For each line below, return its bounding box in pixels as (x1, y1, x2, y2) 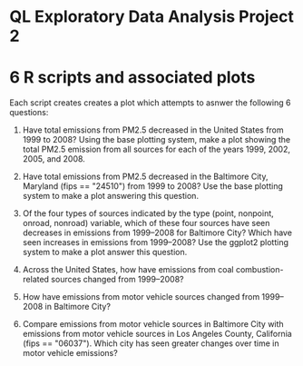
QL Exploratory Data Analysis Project (9, 6, 295, 27)
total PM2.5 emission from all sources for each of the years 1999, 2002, (22, 143, 290, 155)
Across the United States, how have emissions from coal (22, 264, 234, 275)
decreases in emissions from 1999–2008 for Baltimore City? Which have (22, 227, 293, 238)
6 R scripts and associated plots (9, 67, 256, 88)
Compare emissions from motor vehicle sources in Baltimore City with (22, 319, 284, 330)
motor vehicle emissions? (22, 348, 118, 359)
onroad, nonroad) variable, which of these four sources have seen (22, 218, 270, 229)
